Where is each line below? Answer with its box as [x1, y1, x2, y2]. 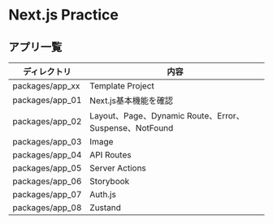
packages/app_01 [12, 95, 82, 106]
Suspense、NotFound [89, 123, 174, 133]
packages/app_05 [12, 162, 82, 174]
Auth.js [89, 189, 116, 200]
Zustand [89, 202, 122, 213]
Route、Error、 [186, 110, 245, 121]
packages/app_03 [12, 136, 82, 147]
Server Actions [89, 162, 146, 174]
